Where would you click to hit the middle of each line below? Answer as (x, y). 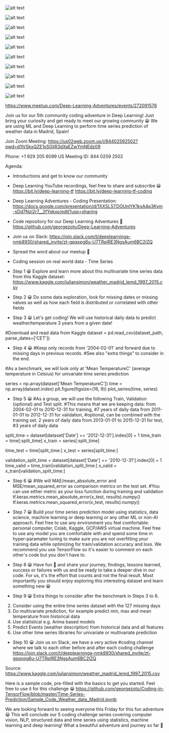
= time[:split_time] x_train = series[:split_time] (52, 441)
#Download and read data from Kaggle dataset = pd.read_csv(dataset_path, (84, 333)
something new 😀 (32, 586)
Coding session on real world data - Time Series (63, 261)
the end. (21, 359)
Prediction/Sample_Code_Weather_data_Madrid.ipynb (61, 699)
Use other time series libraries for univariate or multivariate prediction (85, 633)
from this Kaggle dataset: (39, 277)
